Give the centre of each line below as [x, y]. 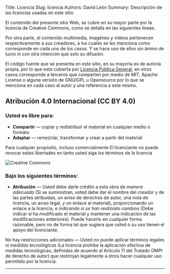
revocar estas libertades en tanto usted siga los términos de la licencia [79, 153]
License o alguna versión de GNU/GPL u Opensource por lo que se [75, 80]
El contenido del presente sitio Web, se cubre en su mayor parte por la [79, 23]
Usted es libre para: [30, 116]
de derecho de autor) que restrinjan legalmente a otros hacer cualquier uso [83, 256]
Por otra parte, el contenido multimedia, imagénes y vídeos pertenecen [79, 38]
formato [21, 132]
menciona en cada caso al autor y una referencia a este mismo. [71, 85]
